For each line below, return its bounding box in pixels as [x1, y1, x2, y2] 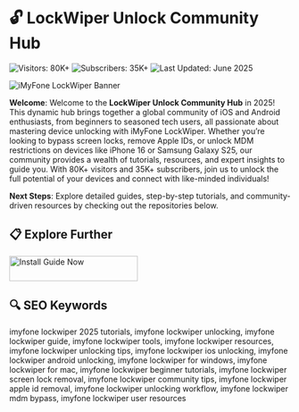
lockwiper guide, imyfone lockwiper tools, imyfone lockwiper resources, [9, 335, 274, 346]
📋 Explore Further [9, 227, 113, 242]
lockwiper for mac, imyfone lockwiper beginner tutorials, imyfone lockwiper [9, 364, 287, 374]
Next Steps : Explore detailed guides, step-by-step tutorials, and [9, 190, 245, 201]
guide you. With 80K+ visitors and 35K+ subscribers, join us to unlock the [9, 164, 279, 174]
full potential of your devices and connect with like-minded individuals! [9, 172, 270, 184]
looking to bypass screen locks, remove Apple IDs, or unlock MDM [9, 135, 254, 146]
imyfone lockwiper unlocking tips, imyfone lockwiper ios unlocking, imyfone [9, 345, 288, 356]
